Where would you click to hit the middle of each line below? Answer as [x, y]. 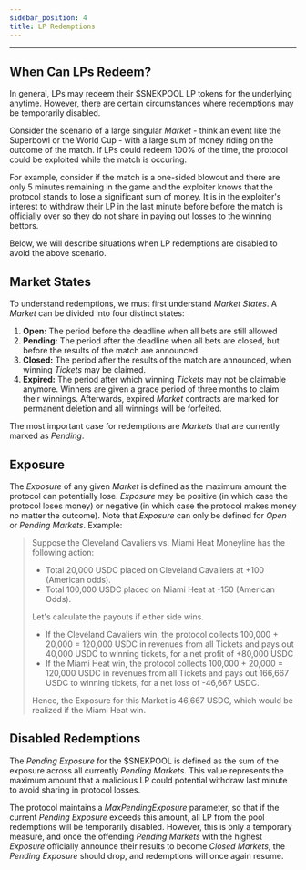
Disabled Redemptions [75, 739]
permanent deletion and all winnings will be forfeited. [122, 409]
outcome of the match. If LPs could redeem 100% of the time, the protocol [149, 150]
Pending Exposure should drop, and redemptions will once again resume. [147, 855]
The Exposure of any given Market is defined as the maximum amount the [148, 486]
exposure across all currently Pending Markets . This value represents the [147, 770]
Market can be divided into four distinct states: [97, 313]
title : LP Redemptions [52, 26]
